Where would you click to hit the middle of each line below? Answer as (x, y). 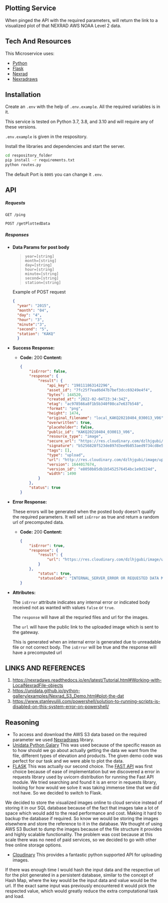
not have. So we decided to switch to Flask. (57, 793)
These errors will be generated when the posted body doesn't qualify (84, 511)
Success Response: (33, 348)
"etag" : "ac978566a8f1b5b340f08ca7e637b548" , (95, 404)
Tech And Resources (38, 41)
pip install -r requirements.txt (40, 160)
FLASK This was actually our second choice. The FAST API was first (82, 766)
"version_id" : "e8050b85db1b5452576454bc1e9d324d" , (102, 469)
